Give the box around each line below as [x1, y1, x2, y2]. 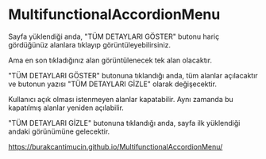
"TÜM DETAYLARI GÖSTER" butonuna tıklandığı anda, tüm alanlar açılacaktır [8, 70, 258, 80]
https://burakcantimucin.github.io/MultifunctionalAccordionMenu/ [8, 142, 223, 151]
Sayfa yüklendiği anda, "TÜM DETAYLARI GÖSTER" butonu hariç [8, 32, 220, 41]
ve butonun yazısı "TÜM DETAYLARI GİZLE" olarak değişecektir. [8, 79, 217, 89]
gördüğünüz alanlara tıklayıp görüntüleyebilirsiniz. [8, 40, 172, 49]
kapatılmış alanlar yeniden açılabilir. [8, 103, 125, 112]
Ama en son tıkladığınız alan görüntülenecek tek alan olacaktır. [8, 55, 213, 65]
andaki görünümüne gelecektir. [8, 127, 110, 136]
